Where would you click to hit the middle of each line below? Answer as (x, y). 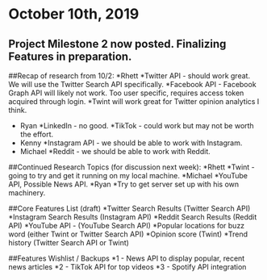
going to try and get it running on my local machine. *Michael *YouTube (128, 176)
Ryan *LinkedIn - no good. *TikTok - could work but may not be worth (137, 125)
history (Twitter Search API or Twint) (69, 242)
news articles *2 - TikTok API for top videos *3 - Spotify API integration (127, 267)
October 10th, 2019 (74, 14)
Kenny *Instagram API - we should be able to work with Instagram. (131, 143)
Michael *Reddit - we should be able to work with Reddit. (115, 151)
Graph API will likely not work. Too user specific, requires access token (126, 93)
